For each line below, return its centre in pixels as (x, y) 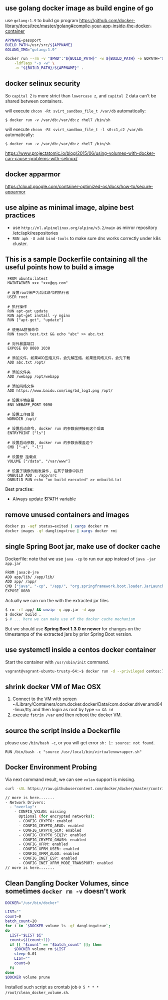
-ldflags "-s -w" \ (34, 63)
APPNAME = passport (23, 40)
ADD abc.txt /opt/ (26, 363)
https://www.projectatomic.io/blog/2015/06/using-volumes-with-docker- (80, 153)
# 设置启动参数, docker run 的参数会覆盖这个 (50, 443)
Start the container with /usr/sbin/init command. (57, 662)
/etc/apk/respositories (35, 233)
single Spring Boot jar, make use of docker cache (83, 547)
